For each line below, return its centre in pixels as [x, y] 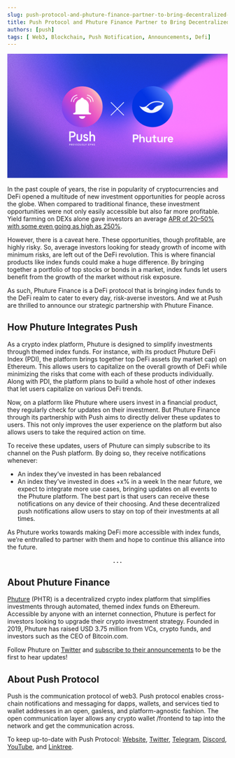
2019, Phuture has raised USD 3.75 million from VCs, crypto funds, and [109, 629]
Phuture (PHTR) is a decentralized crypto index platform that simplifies [109, 599]
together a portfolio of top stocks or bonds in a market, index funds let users [117, 269]
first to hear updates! [37, 657]
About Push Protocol [53, 679]
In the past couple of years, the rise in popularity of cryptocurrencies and [113, 189]
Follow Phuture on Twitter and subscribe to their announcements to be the [114, 650]
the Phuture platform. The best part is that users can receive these [113, 496]
